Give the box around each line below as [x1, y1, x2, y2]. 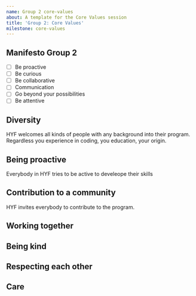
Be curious [14, 70, 42, 78]
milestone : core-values [6, 25, 66, 32]
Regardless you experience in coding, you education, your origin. [6, 137, 167, 144]
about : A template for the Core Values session [6, 14, 127, 20]
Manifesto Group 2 [6, 47, 78, 57]
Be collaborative [14, 77, 55, 84]
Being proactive [6, 154, 67, 164]
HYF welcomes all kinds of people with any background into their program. [6, 131, 191, 138]
